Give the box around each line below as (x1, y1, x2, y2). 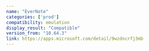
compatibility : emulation (6, 19, 69, 25)
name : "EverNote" (6, 8, 49, 15)
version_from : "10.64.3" (6, 30, 67, 36)
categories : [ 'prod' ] (6, 14, 59, 20)
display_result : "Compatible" (6, 25, 81, 31)
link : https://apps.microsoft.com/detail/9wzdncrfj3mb (6, 36, 144, 42)
